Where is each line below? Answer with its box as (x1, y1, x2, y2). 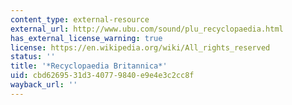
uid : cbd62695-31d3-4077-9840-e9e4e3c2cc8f (10, 71, 195, 81)
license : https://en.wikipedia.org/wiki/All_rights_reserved (10, 42, 271, 53)
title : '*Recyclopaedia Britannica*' (10, 61, 168, 71)
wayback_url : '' (10, 80, 78, 90)
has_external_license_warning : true (10, 33, 163, 43)
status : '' (10, 52, 56, 62)
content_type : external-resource (10, 14, 150, 25)
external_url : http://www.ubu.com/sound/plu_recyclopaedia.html (10, 24, 284, 34)
